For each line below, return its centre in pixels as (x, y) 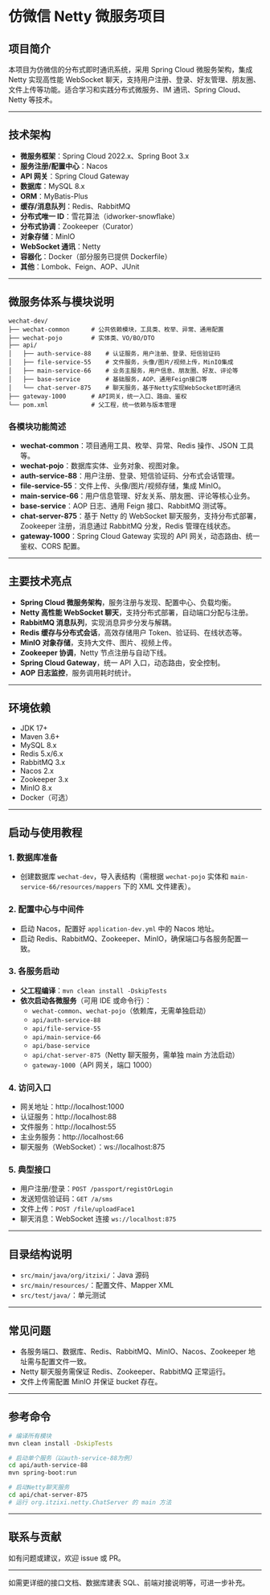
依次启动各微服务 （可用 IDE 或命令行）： (86, 1000)
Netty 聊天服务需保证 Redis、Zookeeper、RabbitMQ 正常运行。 (125, 1371)
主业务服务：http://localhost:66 (72, 1137)
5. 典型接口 (30, 1170)
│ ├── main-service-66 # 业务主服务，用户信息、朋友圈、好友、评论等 (123, 371)
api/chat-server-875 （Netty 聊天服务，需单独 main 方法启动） (135, 1054)
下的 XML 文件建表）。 (159, 886)
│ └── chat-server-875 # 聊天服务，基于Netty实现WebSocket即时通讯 (125, 388)
